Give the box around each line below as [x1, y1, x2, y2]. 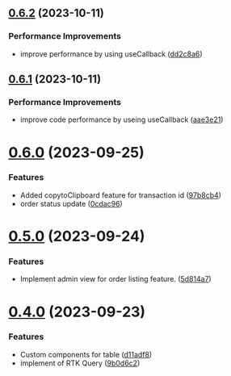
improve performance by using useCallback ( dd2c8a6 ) [19, 48, 204, 59]
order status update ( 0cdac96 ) [19, 198, 123, 208]
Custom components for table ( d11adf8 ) [19, 349, 153, 359]
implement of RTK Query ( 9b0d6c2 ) [19, 358, 141, 368]
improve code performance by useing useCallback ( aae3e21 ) [19, 115, 224, 124]
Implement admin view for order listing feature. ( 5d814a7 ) [19, 274, 212, 284]
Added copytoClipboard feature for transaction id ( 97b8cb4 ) [19, 190, 222, 200]
